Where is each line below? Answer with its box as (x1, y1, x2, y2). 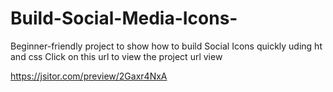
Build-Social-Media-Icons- (10, 7, 238, 30)
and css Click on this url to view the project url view (10, 50, 223, 62)
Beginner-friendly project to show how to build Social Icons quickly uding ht (10, 40, 323, 52)
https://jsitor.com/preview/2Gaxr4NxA (10, 70, 168, 82)
